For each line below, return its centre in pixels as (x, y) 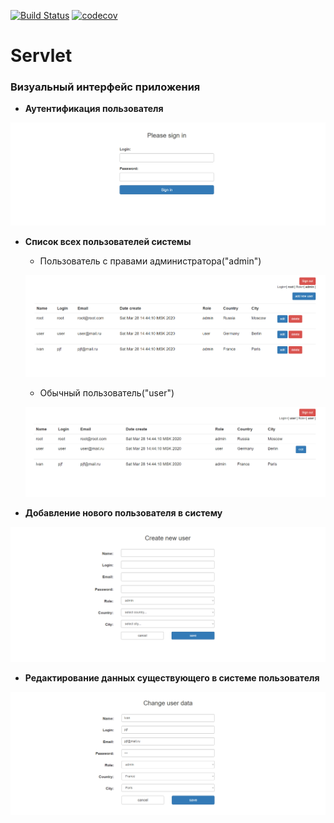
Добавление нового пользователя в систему (123, 512)
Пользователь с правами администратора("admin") (150, 261)
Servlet (41, 56)
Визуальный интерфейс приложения (105, 87)
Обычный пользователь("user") (107, 392)
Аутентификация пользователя (94, 109)
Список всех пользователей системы (108, 242)
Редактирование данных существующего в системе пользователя (172, 678)
